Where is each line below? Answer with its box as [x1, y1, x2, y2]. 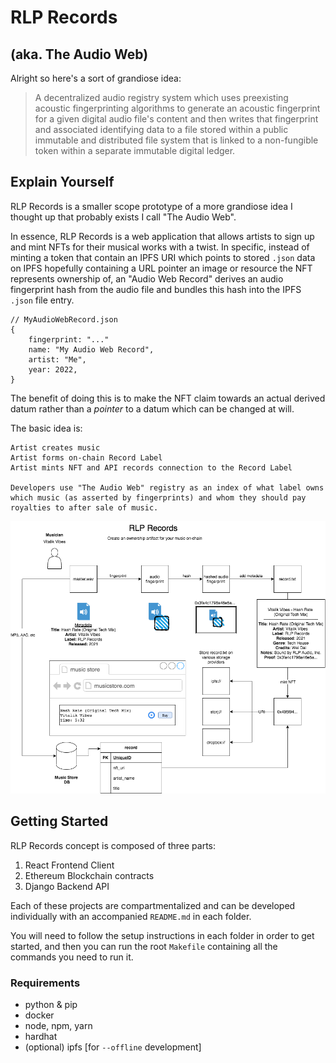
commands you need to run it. [10, 951, 134, 963]
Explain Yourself [10, 174, 115, 191]
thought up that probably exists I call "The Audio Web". [10, 211, 237, 223]
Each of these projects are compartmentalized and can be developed [10, 899, 296, 911]
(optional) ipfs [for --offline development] [24, 1041, 202, 1053]
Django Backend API [24, 880, 110, 892]
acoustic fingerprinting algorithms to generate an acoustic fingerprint [34, 102, 321, 114]
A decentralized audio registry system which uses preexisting [34, 92, 289, 103]
